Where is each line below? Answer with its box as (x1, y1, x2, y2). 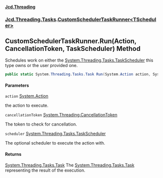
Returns (5, 151, 22, 157)
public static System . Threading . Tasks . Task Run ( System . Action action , (5, 72, 151, 77)
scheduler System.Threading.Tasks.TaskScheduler (5, 131, 106, 137)
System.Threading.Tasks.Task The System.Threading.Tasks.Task (5, 162, 135, 168)
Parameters (5, 82, 29, 88)
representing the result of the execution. (5, 167, 86, 173)
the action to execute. (5, 102, 49, 109)
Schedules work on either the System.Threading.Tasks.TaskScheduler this (5, 57, 154, 63)
